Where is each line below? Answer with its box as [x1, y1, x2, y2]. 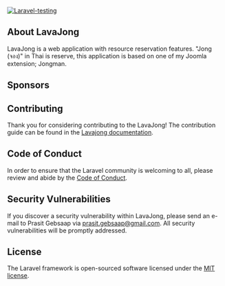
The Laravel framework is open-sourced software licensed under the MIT [7, 264, 215, 272]
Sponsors [7, 80, 50, 91]
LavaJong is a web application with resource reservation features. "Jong [7, 45, 212, 53]
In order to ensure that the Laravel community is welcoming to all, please [7, 166, 213, 174]
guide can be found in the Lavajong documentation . [7, 128, 153, 136]
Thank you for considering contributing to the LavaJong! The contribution [7, 121, 216, 130]
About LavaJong [7, 26, 80, 38]
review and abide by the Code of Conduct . [7, 174, 127, 182]
